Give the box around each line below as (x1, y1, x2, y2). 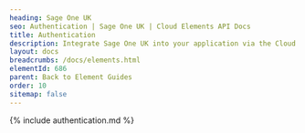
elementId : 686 (9, 65, 68, 74)
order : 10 (9, 81, 47, 90)
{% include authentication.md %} (9, 115, 135, 126)
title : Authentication (9, 30, 96, 39)
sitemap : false (9, 89, 68, 98)
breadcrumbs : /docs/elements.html (9, 56, 142, 65)
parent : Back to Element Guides (9, 73, 132, 82)
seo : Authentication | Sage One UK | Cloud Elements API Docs (9, 22, 251, 31)
